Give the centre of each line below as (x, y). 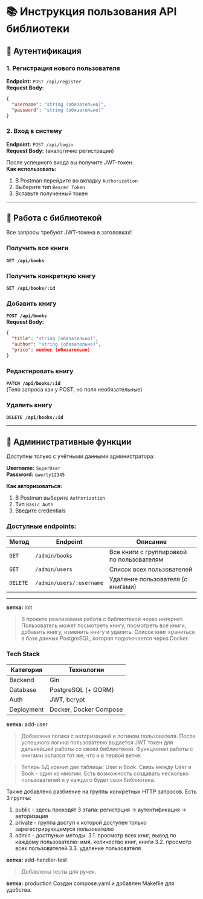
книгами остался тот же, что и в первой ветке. (81, 755)
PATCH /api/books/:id (34, 384)
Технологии (86, 669)
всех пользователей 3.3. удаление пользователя (78, 848)
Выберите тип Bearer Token (50, 187)
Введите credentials (40, 511)
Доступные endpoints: (41, 526)
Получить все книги (37, 248)
